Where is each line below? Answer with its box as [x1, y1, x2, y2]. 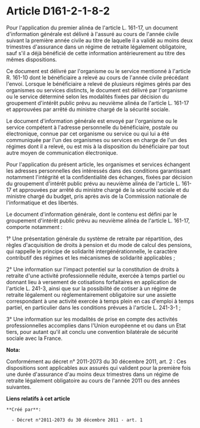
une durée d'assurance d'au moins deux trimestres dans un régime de [6, 370, 179, 378]
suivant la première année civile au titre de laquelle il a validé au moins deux [6, 37, 193, 44]
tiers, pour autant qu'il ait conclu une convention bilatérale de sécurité [6, 328, 179, 335]
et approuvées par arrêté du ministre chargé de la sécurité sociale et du [13, 186, 189, 193]
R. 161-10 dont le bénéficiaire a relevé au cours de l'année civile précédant [6, 74, 189, 81]
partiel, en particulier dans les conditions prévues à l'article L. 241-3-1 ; [6, 304, 181, 311]
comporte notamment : [6, 223, 63, 230]
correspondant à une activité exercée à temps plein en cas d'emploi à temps [6, 297, 194, 305]
